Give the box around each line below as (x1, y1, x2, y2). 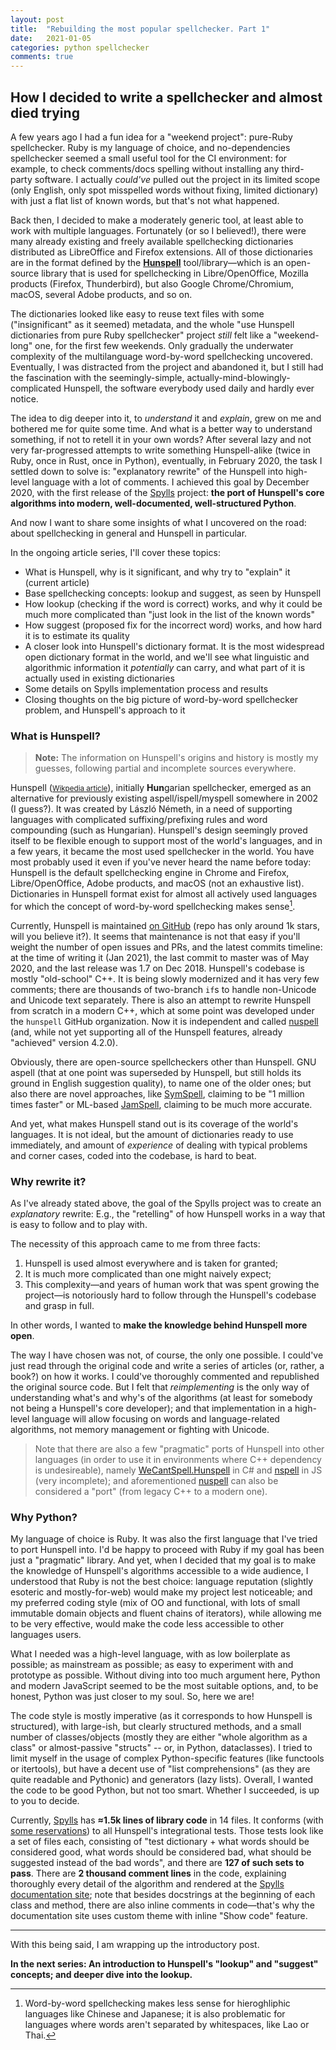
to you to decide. (10, 1795, 80, 1807)
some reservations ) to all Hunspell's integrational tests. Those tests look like (10, 1825, 324, 1837)
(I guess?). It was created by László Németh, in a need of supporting (10, 803, 293, 815)
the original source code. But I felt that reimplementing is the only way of (10, 1381, 310, 1393)
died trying (10, 104, 80, 121)
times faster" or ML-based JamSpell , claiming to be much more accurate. (10, 1098, 313, 1110)
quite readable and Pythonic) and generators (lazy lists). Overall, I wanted (10, 1774, 314, 1786)
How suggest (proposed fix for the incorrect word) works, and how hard (24, 619, 323, 631)
